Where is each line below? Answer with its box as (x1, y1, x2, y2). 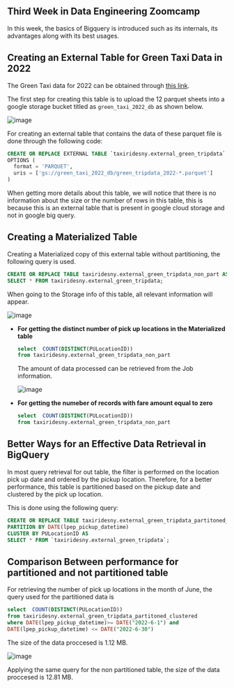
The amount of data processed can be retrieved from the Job (17, 365, 194, 373)
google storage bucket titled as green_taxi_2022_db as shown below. (7, 102, 204, 110)
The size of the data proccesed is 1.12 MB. (7, 638, 128, 647)
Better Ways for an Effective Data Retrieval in (7, 438, 207, 450)
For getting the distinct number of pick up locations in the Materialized (17, 324, 226, 332)
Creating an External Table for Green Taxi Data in (7, 52, 223, 64)
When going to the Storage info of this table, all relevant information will (7, 290, 213, 298)
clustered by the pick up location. (7, 490, 103, 498)
